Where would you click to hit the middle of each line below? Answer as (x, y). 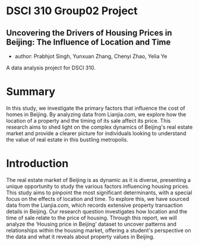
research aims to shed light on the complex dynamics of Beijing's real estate (99, 127)
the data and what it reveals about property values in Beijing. (80, 237)
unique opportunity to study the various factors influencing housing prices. (98, 186)
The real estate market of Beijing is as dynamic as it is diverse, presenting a (99, 180)
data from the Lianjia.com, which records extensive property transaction (94, 205)
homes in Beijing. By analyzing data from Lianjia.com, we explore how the (96, 114)
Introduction (37, 164)
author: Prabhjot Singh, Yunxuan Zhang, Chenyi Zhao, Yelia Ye (91, 56)
